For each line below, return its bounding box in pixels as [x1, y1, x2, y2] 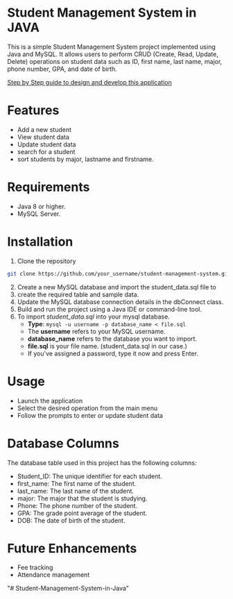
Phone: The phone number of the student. [17, 501, 137, 509]
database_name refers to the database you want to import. [27, 335, 198, 343]
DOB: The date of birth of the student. [17, 516, 126, 525]
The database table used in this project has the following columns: [7, 458, 197, 466]
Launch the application [17, 396, 83, 405]
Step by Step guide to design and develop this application [7, 78, 172, 86]
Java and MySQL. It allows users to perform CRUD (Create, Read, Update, [7, 50, 218, 58]
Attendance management [17, 571, 90, 579]
